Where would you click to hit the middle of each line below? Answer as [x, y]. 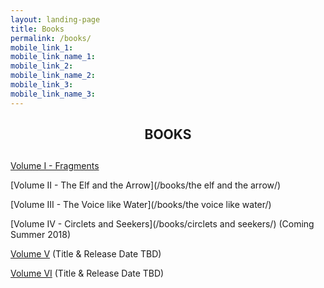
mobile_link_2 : [42, 66]
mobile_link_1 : [42, 47]
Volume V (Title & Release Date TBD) [86, 254]
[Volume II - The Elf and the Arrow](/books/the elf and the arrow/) [146, 185]
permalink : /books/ [51, 38]
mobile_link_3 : [42, 85]
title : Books [37, 29]
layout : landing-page [55, 19]
